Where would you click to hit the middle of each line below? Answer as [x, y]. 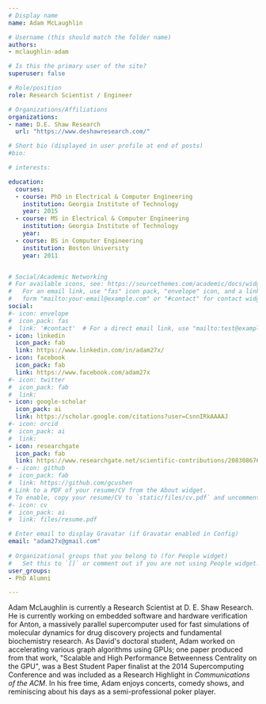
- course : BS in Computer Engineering [80, 241]
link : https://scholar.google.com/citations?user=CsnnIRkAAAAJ [122, 417]
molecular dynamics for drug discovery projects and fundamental [115, 633]
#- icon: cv [28, 505]
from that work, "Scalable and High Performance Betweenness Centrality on [133, 658]
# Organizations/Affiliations [58, 109]
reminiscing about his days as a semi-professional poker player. [112, 692]
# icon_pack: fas [38, 321]
